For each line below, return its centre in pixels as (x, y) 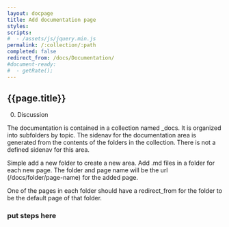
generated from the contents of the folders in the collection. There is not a (111, 143)
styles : (18, 26)
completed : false (32, 52)
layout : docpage (30, 13)
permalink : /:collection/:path (52, 45)
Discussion (32, 115)
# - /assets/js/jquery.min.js (52, 39)
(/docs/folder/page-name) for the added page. (73, 178)
